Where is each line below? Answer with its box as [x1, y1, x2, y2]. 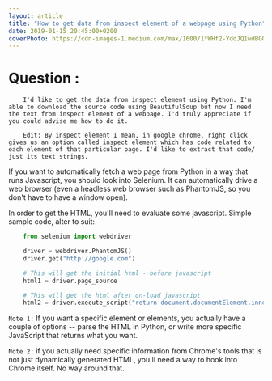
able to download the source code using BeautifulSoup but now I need [8, 103, 252, 112]
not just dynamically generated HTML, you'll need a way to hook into [8, 355, 238, 365]
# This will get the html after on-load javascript [23, 291, 201, 299]
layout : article [8, 11, 63, 20]
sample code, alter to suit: [8, 217, 96, 226]
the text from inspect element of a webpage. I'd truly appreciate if [8, 110, 252, 118]
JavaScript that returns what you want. [8, 331, 138, 341]
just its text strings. [8, 153, 89, 161]
